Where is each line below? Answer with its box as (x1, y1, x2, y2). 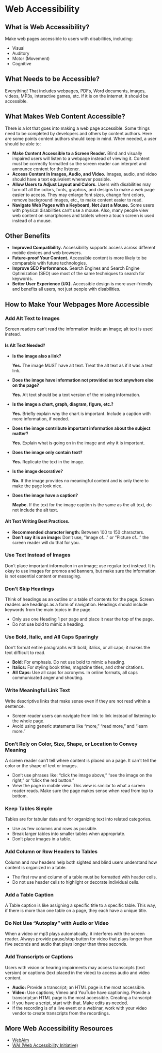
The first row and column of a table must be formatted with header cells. (12, 874, 157, 880)
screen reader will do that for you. (12, 539, 80, 545)
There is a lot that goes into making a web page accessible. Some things (5, 125, 150, 131)
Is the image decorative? (12, 468, 63, 474)
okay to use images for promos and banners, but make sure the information (5, 568, 156, 574)
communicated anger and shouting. (12, 675, 83, 681)
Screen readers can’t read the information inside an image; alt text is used (5, 326, 153, 332)
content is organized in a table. (5, 864, 67, 870)
